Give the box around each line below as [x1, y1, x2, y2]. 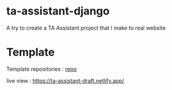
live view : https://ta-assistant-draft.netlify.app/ [6, 77, 125, 84]
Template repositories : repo [6, 65, 77, 72]
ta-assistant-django [6, 4, 110, 18]
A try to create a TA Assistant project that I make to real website [6, 24, 166, 31]
